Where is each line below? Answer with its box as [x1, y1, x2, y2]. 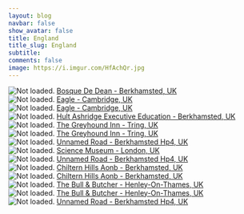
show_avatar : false [8, 26, 74, 34]
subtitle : [8, 49, 42, 57]
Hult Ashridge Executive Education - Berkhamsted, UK [56, 111, 236, 121]
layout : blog [8, 11, 52, 20]
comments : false [8, 57, 62, 65]
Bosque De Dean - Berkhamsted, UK [56, 86, 178, 95]
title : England [8, 34, 59, 42]
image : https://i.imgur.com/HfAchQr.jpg [8, 64, 146, 72]
